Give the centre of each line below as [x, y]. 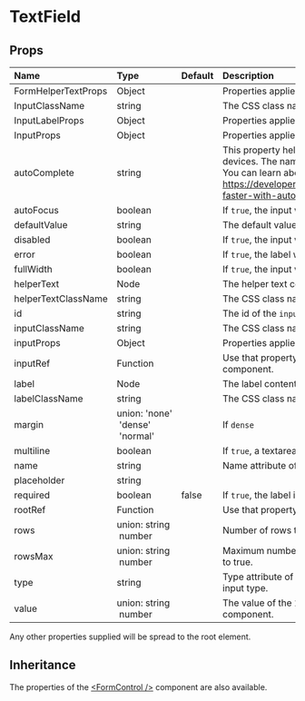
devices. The [250, 161]
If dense [238, 425]
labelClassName [49, 399]
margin [29, 425]
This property [251, 150]
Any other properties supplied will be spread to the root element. [130, 637]
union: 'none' [144, 413]
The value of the [257, 603]
